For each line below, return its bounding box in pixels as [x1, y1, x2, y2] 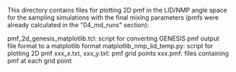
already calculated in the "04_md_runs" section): [7, 21, 149, 29]
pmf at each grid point [7, 57, 72, 65]
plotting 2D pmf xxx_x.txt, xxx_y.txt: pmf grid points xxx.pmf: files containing [7, 49, 229, 57]
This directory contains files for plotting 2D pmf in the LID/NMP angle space [7, 6, 228, 14]
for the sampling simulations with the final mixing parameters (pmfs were [7, 13, 219, 22]
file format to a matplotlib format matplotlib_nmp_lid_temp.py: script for [7, 42, 213, 50]
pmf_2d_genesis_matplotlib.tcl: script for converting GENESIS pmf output [7, 34, 220, 43]
